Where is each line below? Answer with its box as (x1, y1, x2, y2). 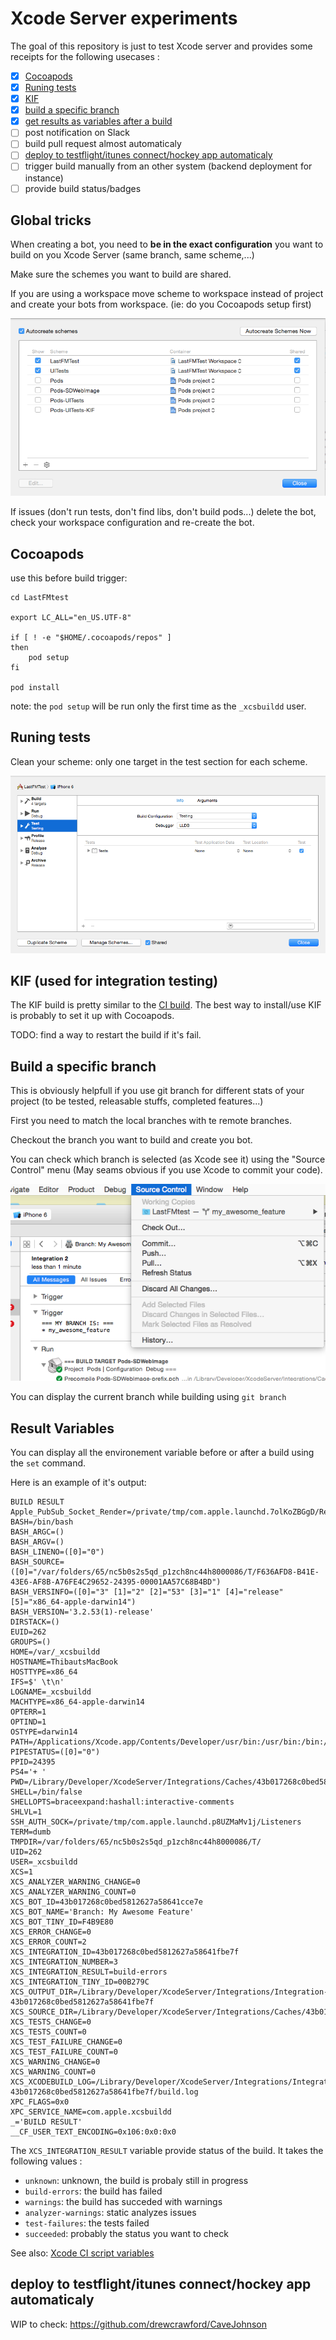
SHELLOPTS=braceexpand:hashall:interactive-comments (10, 1797, 235, 1807)
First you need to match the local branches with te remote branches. (10, 1115, 292, 1127)
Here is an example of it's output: (10, 1476, 147, 1488)
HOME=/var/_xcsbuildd (10, 1647, 101, 1657)
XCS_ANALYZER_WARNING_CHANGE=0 (10, 1877, 141, 1887)
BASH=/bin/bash (10, 1517, 74, 1527)
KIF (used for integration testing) (10, 972, 219, 989)
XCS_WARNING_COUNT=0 (10, 2067, 97, 2077)
